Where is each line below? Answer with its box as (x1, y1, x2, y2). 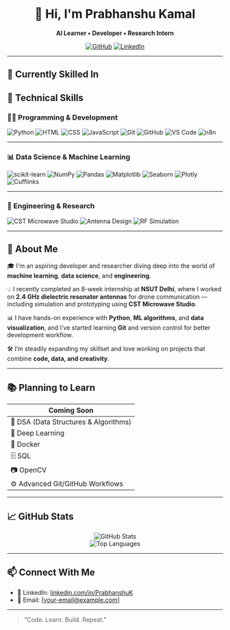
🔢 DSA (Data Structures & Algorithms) (10, 417, 132, 427)
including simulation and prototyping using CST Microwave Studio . (7, 300, 197, 308)
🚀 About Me (7, 243, 58, 255)
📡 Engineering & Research (7, 201, 95, 211)
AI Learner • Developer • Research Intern (55, 29, 175, 37)
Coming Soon (48, 405, 94, 415)
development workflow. (7, 331, 73, 339)
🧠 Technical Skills (7, 92, 84, 104)
